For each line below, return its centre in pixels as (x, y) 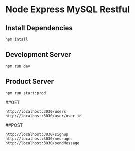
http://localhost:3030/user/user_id (43, 116)
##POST (14, 125)
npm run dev (18, 66)
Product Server (30, 82)
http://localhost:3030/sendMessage (42, 143)
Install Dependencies (39, 28)
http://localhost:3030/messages (39, 139)
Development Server (38, 54)
